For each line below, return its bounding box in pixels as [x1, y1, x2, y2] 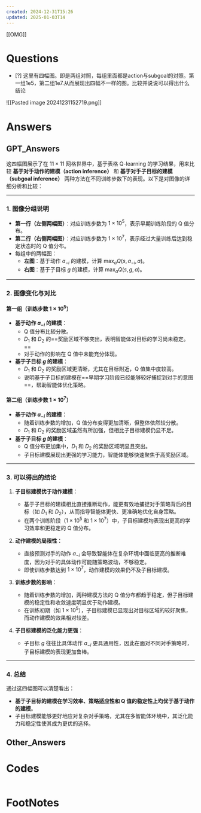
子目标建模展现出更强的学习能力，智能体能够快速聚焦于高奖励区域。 [23, 451, 192, 459]
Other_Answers [6, 738, 66, 748]
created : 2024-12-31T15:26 [6, 8, 74, 15]
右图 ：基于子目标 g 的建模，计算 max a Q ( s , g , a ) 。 [23, 265, 145, 274]
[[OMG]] [6, 30, 27, 38]
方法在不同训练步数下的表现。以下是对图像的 [74, 175, 185, 182]
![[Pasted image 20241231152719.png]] [6, 99, 102, 106]
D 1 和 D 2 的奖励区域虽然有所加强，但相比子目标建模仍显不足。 [23, 427, 177, 435]
